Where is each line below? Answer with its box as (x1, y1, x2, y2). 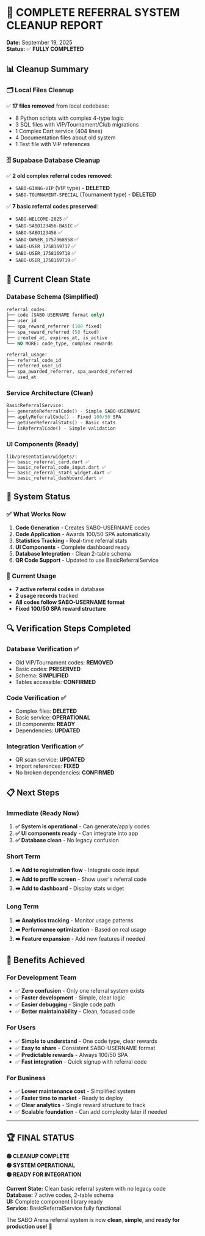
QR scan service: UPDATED (15, 756, 85, 763)
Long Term (6, 902, 39, 911)
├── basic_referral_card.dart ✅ (6, 459, 90, 465)
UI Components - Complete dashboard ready (15, 543, 130, 551)
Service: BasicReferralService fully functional (6, 1204, 121, 1212)
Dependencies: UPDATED (15, 727, 81, 734)
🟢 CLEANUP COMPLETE (6, 1152, 70, 1160)
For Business (6, 1073, 46, 1082)
